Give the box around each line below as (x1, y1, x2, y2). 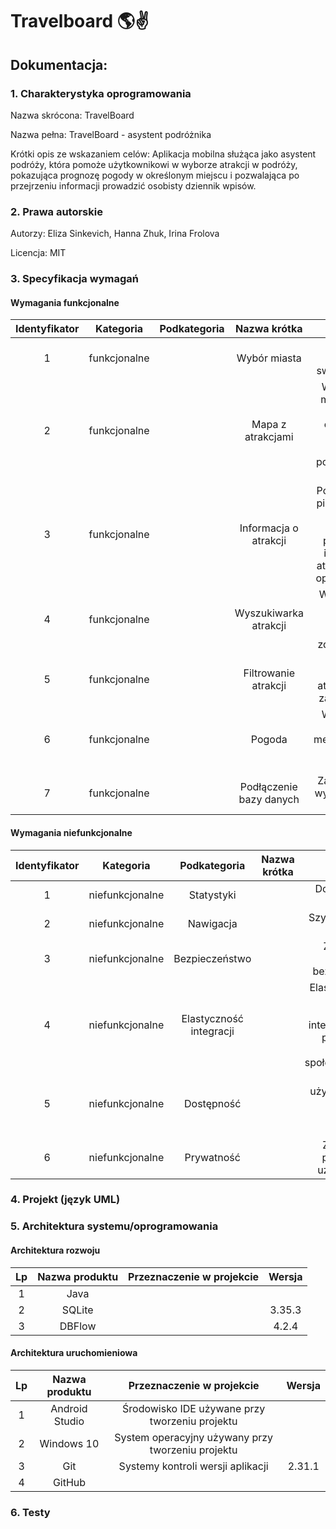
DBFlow (59, 1319, 97, 1333)
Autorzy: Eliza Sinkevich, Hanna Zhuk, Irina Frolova (10, 228, 220, 240)
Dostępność (184, 1096, 242, 1110)
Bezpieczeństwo (173, 951, 252, 965)
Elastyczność (181, 1011, 244, 1025)
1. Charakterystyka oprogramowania (10, 86, 192, 100)
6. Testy (10, 1505, 51, 1519)
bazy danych (238, 793, 300, 807)
